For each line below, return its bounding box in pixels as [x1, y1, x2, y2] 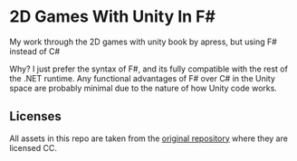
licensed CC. [9, 142, 57, 153]
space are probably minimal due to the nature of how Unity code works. [9, 82, 278, 93]
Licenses [9, 109, 62, 124]
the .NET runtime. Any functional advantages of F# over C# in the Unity [9, 72, 276, 83]
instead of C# [9, 45, 61, 56]
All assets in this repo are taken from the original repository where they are [9, 133, 288, 144]
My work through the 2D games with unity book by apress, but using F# [9, 36, 278, 47]
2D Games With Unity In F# [9, 6, 216, 27]
